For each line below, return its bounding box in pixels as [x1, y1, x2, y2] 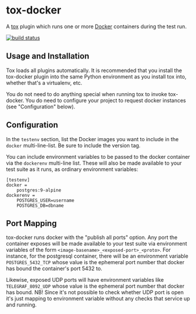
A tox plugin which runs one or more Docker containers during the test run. [6, 23, 187, 30]
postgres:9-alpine [16, 187, 61, 193]
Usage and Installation [6, 51, 90, 62]
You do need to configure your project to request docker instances [25, 97, 186, 104]
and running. [6, 301, 37, 308]
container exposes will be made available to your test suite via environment [6, 240, 187, 247]
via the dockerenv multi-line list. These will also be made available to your [6, 159, 183, 166]
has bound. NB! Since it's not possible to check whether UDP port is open [6, 289, 184, 296]
